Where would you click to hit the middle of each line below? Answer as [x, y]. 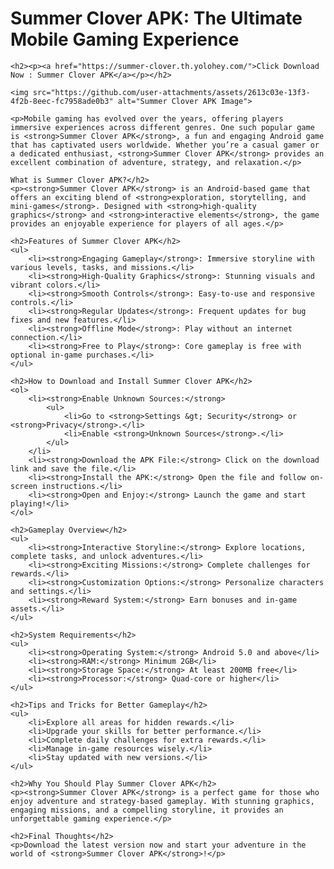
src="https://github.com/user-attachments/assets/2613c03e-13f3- [171, 92]
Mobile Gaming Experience [125, 39]
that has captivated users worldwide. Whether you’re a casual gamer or [165, 145]
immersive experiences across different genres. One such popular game [162, 127]
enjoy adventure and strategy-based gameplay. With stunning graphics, [162, 801]
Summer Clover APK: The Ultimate [156, 18]
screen [24, 486]
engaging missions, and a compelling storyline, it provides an [147, 810]
